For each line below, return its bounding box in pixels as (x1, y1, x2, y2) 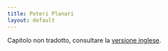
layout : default (7, 17, 55, 24)
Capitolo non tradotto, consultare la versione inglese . (7, 36, 162, 44)
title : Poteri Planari (7, 10, 74, 17)
